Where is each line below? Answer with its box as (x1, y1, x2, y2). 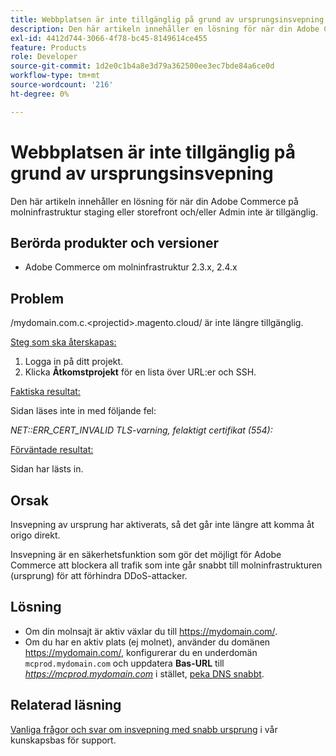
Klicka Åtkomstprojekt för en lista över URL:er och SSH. (24, 366, 257, 378)
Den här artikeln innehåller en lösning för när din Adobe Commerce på (10, 195, 299, 207)
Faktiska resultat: (10, 386, 81, 398)
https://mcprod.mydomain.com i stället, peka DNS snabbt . (24, 667, 265, 680)
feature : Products (10, 42, 87, 53)
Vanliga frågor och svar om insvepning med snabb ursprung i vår (10, 723, 278, 735)
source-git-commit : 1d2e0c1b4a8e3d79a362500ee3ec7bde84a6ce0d (10, 61, 275, 71)
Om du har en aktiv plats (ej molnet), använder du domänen (24, 636, 271, 648)
